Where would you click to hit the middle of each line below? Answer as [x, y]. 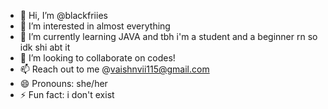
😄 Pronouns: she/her [63, 83]
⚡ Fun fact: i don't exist [67, 94]
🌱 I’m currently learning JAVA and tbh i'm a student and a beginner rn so [168, 36]
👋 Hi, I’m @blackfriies [63, 15]
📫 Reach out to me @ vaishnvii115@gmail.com [114, 69]
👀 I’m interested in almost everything [95, 26]
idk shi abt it [45, 47]
